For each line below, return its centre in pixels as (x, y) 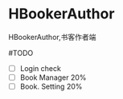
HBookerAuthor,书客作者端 (52, 37)
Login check (41, 68)
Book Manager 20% (53, 77)
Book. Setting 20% (51, 87)
